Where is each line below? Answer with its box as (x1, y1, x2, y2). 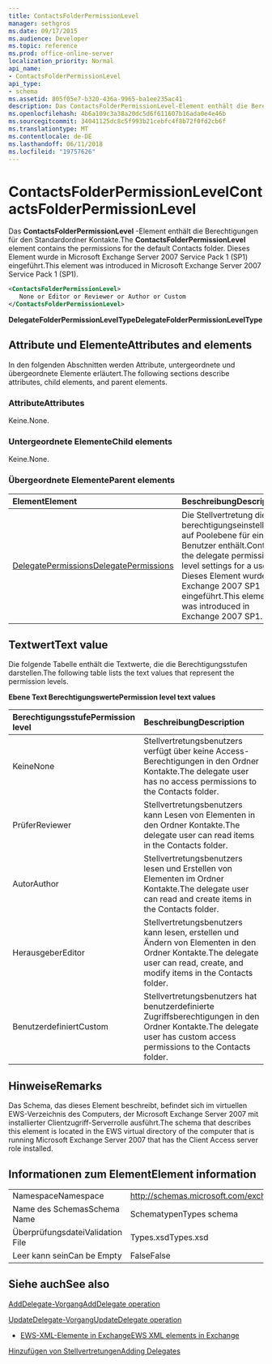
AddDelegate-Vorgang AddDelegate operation (8, 1298, 160, 1309)
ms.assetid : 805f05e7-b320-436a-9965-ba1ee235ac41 (8, 95, 183, 103)
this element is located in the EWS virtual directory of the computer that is (8, 1127, 255, 1136)
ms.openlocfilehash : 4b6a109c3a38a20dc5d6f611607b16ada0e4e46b (8, 110, 227, 118)
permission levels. (8, 677, 69, 686)
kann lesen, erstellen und (143, 927, 239, 939)
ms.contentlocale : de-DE (8, 132, 92, 140)
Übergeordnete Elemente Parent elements (8, 475, 176, 486)
